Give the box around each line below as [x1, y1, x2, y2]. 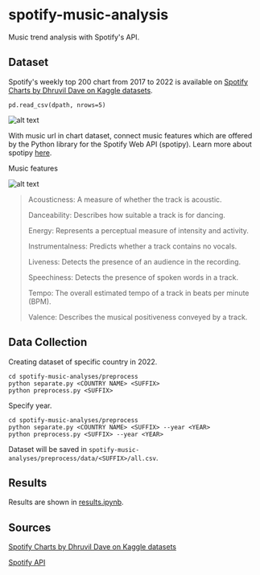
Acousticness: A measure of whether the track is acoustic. [27, 195, 223, 204]
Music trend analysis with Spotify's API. [8, 32, 140, 42]
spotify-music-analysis [8, 6, 169, 24]
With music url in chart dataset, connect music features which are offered [8, 130, 253, 140]
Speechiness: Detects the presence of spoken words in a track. [27, 272, 239, 282]
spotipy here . [8, 147, 52, 158]
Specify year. [8, 400, 52, 410]
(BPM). [27, 296, 52, 306]
